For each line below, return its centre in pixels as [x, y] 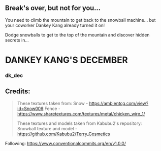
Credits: [18, 92]
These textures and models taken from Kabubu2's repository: [80, 123]
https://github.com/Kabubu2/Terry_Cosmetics [64, 134]
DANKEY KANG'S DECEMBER [66, 60]
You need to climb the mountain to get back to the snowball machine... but [80, 20]
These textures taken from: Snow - [52, 103]
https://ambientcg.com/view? [119, 103]
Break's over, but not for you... [53, 8]
